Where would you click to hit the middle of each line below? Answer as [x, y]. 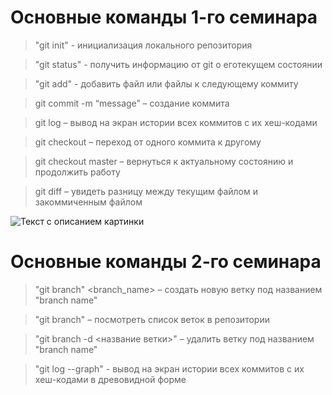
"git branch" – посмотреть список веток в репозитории [152, 319]
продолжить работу [77, 172]
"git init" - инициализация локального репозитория [143, 45]
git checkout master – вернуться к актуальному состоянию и [164, 161]
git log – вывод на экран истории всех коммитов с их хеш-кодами [176, 122]
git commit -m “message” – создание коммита [132, 103]
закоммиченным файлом [88, 202]
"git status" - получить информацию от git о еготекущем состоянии [178, 64]
